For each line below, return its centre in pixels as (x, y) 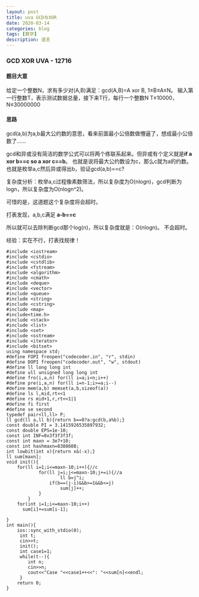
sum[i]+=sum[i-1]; (45, 510)
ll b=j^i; (72, 478)
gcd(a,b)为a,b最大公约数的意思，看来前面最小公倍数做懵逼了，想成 (89, 133)
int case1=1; (36, 552)
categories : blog (28, 29)
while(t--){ (35, 557)
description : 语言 (28, 40)
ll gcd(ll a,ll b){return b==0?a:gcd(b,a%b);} (66, 420)
